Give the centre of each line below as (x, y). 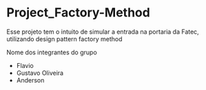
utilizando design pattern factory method (64, 38)
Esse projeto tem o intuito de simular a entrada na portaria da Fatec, (103, 32)
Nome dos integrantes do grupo (52, 52)
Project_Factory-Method (79, 13)
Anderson (30, 80)
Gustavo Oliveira (40, 73)
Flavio (25, 65)
